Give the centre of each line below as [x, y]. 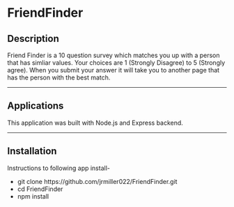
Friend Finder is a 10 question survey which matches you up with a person [114, 55]
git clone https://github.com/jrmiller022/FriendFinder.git [97, 181]
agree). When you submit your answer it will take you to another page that [114, 70]
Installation [32, 151]
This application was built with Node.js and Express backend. [95, 123]
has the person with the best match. [59, 77]
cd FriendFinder [40, 189]
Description [33, 39]
